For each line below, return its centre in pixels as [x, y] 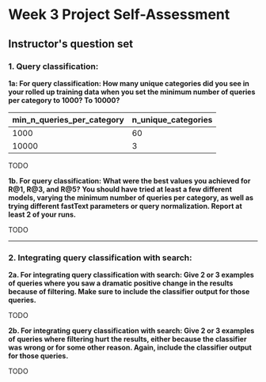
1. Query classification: [53, 66]
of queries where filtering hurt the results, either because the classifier [127, 339]
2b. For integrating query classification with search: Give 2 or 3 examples [131, 331]
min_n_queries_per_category [68, 119]
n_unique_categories [172, 119]
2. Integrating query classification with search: [100, 257]
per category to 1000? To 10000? [64, 100]
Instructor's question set [70, 44]
